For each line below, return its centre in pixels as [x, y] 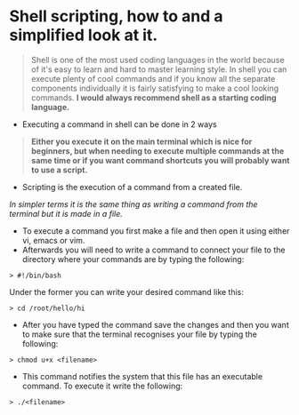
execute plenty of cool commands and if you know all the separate [153, 78]
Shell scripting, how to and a [116, 16]
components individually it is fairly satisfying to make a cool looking [154, 88]
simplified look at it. [84, 35]
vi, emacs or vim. [53, 240]
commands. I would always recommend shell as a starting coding [154, 97]
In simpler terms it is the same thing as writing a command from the [133, 204]
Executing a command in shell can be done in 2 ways [119, 124]
